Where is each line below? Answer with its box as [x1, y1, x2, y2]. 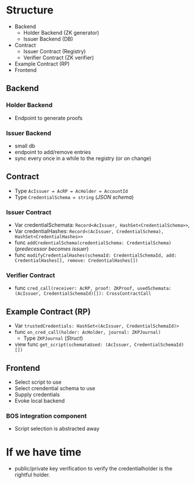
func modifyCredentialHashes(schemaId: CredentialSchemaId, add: [14, 251, 177, 258]
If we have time [6, 446, 82, 459]
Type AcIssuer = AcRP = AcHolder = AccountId [14, 187, 128, 194]
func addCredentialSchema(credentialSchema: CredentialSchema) [14, 239, 172, 246]
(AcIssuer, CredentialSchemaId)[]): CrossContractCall [14, 291, 152, 296]
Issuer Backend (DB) [23, 35, 73, 42]
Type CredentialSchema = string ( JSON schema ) [14, 193, 134, 200]
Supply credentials [14, 391, 60, 398]
